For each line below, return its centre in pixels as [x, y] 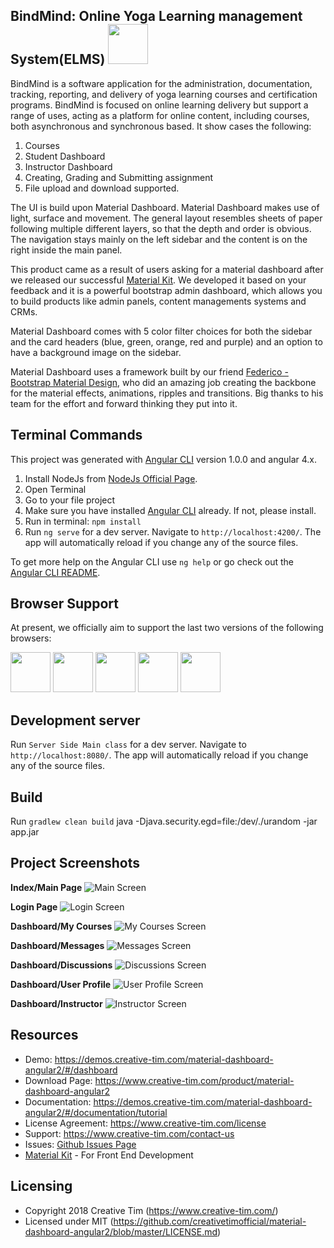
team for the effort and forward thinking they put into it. [124, 403]
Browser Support [65, 604]
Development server [75, 720]
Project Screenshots [75, 863]
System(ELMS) [58, 59]
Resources [44, 1035]
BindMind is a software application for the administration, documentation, [161, 83]
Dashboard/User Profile [61, 984]
